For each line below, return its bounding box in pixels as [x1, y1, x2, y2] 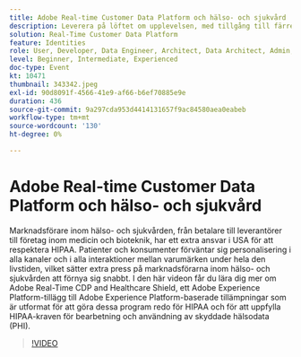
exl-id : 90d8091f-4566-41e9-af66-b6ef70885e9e [9, 88, 186, 97]
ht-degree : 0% [9, 130, 63, 139]
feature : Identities [9, 38, 87, 48]
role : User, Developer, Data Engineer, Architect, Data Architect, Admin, [9, 47, 295, 56]
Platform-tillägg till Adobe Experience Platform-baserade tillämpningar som [9, 292, 287, 302]
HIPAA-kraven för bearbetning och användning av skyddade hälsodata [9, 310, 271, 321]
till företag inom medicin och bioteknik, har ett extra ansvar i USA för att [9, 234, 274, 245]
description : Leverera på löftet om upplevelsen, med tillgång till [9, 22, 271, 30]
